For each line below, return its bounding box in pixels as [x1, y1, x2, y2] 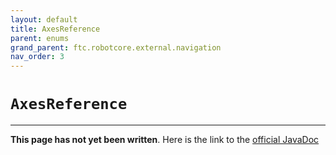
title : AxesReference [10, 24, 101, 34]
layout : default [10, 14, 78, 25]
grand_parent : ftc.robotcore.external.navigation [10, 42, 222, 53]
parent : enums [10, 33, 70, 43]
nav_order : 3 [10, 52, 65, 62]
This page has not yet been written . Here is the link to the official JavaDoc [10, 134, 320, 146]
